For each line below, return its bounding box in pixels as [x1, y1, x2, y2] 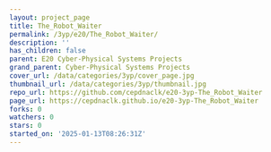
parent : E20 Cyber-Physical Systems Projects [9, 55, 182, 63]
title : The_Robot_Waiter [9, 21, 102, 30]
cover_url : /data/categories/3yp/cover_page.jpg [9, 72, 195, 80]
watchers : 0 [9, 113, 54, 122]
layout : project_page [9, 13, 91, 22]
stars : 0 [9, 122, 42, 131]
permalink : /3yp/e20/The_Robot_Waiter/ [9, 30, 159, 38]
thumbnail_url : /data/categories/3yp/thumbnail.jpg [9, 80, 206, 89]
